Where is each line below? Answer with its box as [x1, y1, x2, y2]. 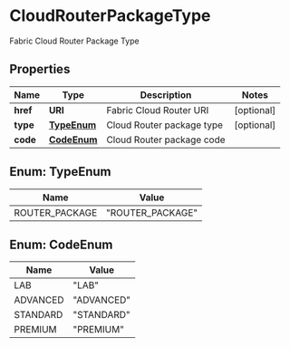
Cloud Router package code [106, 133, 226, 146]
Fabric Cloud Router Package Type [9, 35, 140, 46]
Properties [9, 62, 71, 77]
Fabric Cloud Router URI [106, 103, 209, 116]
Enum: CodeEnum [9, 236, 113, 252]
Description [140, 88, 192, 101]
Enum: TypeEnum [9, 164, 111, 179]
